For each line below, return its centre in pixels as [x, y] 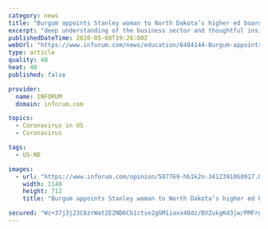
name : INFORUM [39, 96]
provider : [25, 89]
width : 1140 [42, 184]
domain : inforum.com [49, 104]
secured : [23, 213]
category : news [33, 16]
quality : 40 [28, 60]
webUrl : [21, 45]
